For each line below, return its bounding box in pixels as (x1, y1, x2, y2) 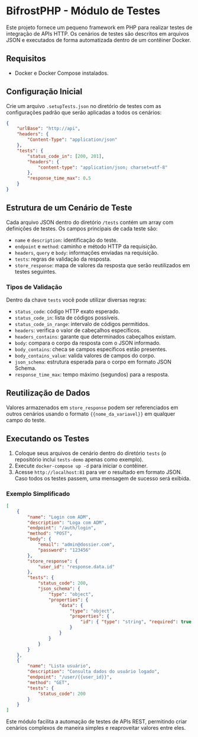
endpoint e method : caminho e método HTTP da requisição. (14, 242, 158, 250)
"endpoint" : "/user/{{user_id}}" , (27, 674, 112, 681)
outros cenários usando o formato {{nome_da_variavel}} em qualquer (6, 410, 176, 417)
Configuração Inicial (6, 87, 83, 97)
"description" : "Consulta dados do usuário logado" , (27, 669, 160, 675)
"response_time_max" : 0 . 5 (27, 175, 92, 182)
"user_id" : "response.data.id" (37, 564, 115, 570)
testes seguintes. (14, 268, 57, 275)
